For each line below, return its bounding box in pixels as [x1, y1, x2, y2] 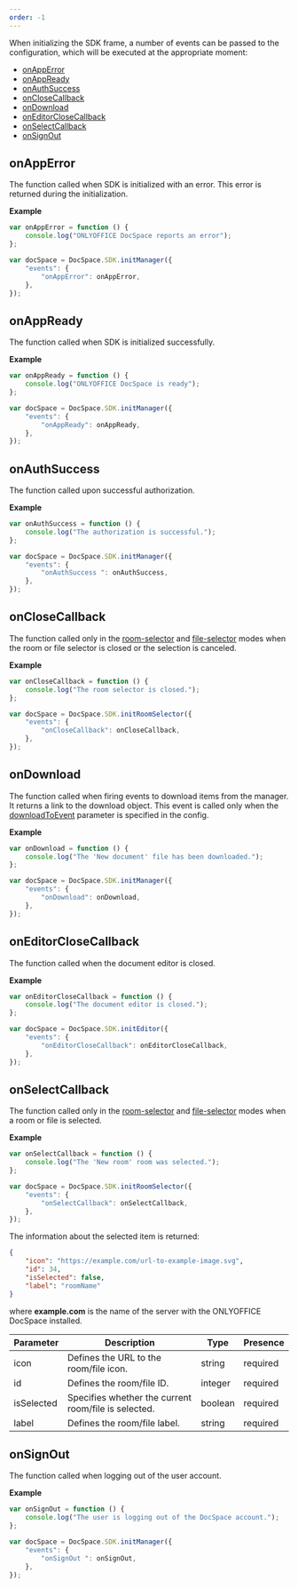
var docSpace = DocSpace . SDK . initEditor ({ [9, 1025, 169, 1034]
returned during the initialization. [9, 188, 129, 200]
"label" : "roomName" [25, 1281, 101, 1290]
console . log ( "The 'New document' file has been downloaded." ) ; [25, 852, 264, 861]
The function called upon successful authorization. [9, 485, 195, 496]
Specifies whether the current [67, 1391, 192, 1403]
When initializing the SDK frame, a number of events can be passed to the [9, 37, 279, 48]
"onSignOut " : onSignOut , [41, 1553, 137, 1563]
